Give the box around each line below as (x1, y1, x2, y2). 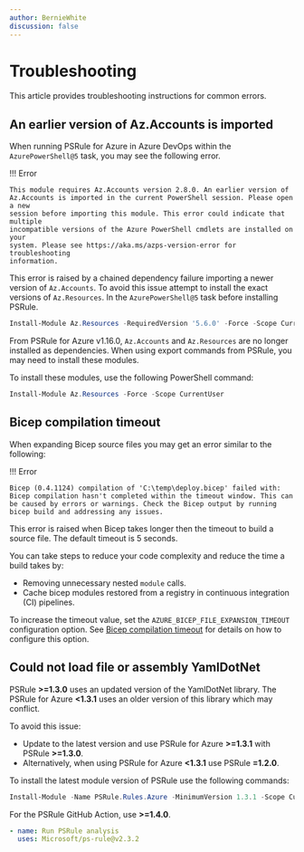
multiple (9, 217, 43, 226)
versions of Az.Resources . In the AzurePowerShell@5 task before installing (9, 292, 279, 303)
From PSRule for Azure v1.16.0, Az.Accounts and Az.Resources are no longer (9, 336, 289, 347)
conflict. (9, 703, 41, 713)
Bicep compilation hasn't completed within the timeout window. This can (9, 491, 294, 501)
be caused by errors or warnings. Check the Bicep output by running (9, 499, 278, 508)
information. (9, 257, 59, 266)
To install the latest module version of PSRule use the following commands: (9, 775, 290, 786)
